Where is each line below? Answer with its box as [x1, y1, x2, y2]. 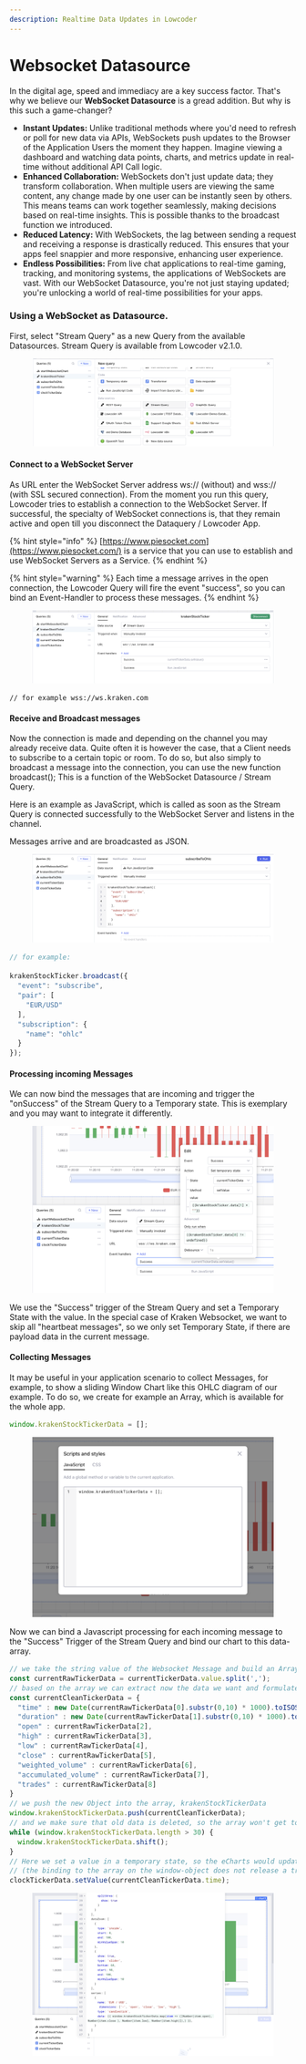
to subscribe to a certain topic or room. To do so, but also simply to [9, 752, 261, 763]
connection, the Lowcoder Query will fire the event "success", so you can [9, 582, 286, 593]
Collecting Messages [9, 1352, 92, 1363]
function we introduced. [22, 219, 113, 230]
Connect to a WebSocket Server [9, 459, 134, 470]
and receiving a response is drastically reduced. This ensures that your [22, 238, 290, 250]
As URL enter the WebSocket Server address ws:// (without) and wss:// [9, 479, 277, 490]
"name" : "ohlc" [25, 1029, 84, 1038]
